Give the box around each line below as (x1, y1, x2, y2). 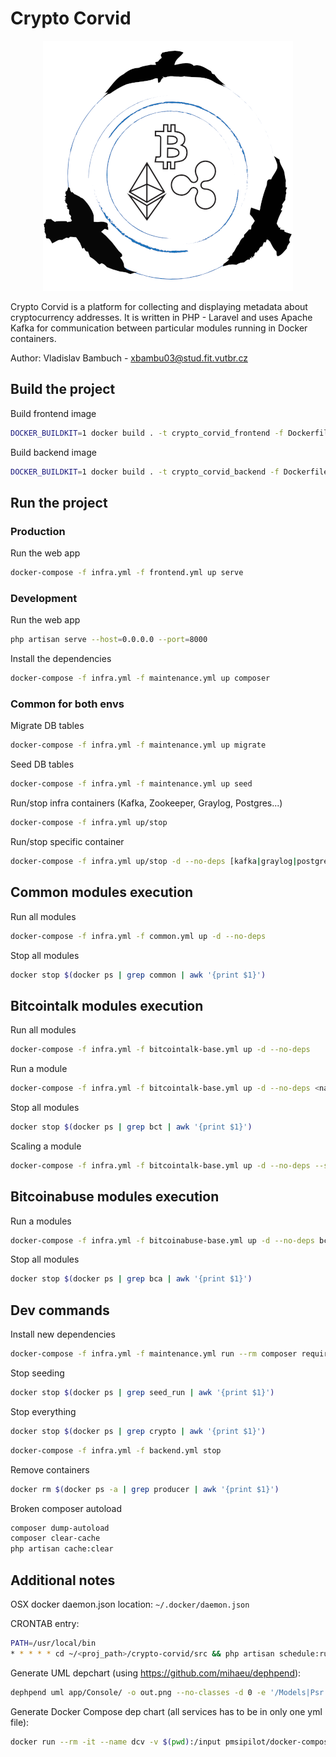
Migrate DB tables (10, 720, 85, 732)
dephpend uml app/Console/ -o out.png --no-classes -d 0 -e (10, 1687, 267, 1697)
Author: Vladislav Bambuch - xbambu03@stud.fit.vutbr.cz (10, 352, 248, 364)
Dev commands (10, 1302, 110, 1319)
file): (10, 1716, 30, 1728)
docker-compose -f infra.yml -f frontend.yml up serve (10, 568, 244, 578)
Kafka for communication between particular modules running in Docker (10, 322, 308, 334)
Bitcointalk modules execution (10, 997, 204, 1014)
